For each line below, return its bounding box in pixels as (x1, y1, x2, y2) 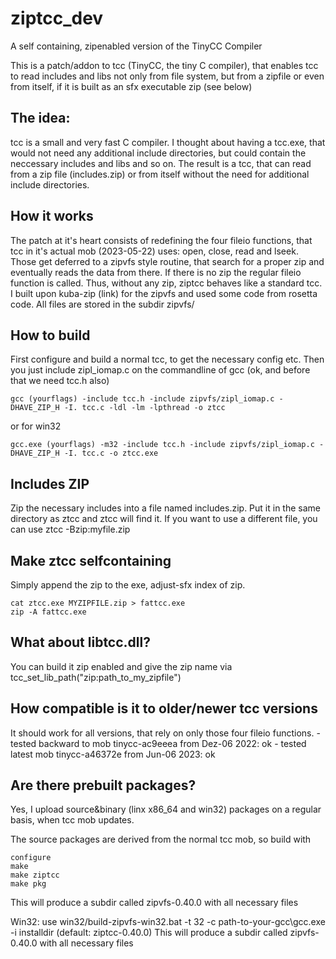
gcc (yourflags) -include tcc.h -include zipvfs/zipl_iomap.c (10, 394, 275, 404)
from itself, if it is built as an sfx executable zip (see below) (10, 80, 253, 92)
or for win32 (10, 420, 62, 432)
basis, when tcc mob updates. (10, 814, 135, 826)
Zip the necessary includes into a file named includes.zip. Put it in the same (10, 502, 321, 514)
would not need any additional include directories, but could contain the (10, 147, 307, 159)
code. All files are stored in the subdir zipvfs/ (10, 298, 195, 310)
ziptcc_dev (10, 7, 104, 30)
